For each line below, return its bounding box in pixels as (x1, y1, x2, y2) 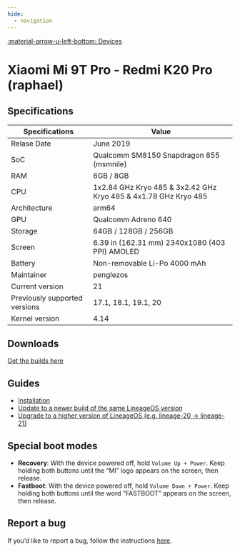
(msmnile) (92, 159, 127, 169)
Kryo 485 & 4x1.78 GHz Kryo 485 (92, 191, 208, 201)
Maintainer (11, 269, 47, 279)
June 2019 (92, 139, 131, 149)
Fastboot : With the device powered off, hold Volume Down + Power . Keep (17, 481, 230, 490)
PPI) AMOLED (92, 246, 139, 256)
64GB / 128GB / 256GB (92, 226, 174, 236)
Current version (11, 281, 64, 291)
